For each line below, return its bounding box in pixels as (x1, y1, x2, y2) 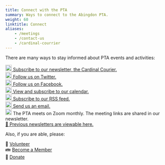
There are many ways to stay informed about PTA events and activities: (5, 54, 155, 61)
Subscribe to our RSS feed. (12, 95, 70, 102)
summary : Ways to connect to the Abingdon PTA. (5, 12, 109, 17)
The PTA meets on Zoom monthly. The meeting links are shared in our (12, 110, 160, 116)
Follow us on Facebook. (12, 81, 63, 87)
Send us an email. (12, 103, 51, 109)
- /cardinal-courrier (14, 41, 60, 46)
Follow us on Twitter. (12, 73, 57, 79)
